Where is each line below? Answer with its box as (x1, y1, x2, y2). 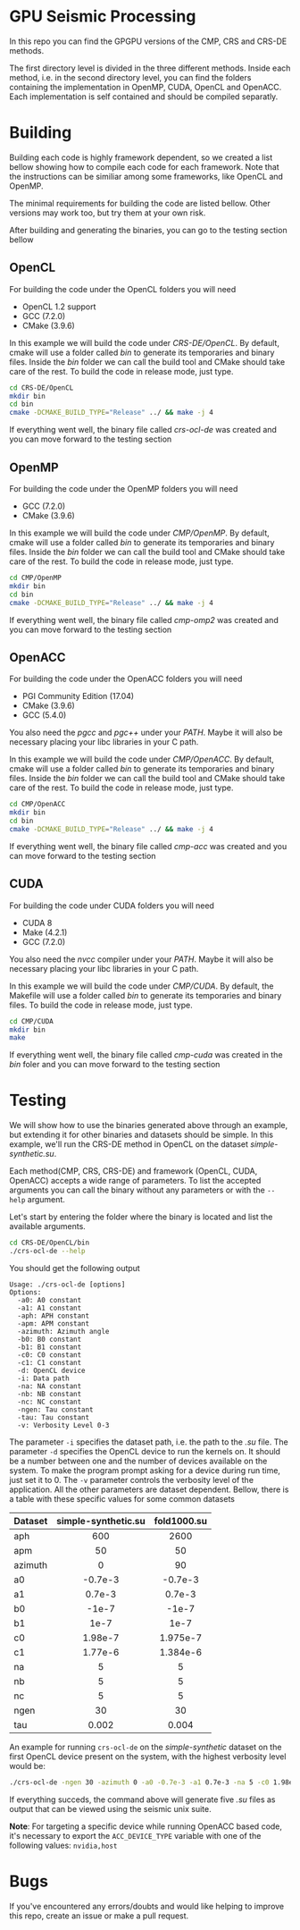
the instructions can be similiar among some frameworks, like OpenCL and (9, 171, 284, 181)
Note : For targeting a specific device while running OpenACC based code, (9, 1821, 283, 1832)
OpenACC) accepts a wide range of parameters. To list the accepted (9, 1176, 262, 1186)
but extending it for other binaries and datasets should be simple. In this (9, 1129, 274, 1141)
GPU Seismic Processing (9, 6, 196, 27)
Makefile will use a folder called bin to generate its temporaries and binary (9, 990, 282, 1000)
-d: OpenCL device (17, 1366, 87, 1375)
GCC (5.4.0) (21, 710, 67, 721)
